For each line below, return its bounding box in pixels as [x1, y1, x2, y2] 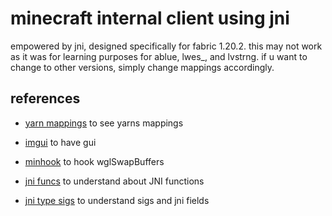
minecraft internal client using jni [10, 7, 290, 30]
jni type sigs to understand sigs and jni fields [24, 194, 210, 206]
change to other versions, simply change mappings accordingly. [10, 61, 275, 73]
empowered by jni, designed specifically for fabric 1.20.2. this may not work [10, 40, 323, 52]
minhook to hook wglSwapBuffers [24, 155, 165, 167]
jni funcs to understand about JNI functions [24, 175, 205, 187]
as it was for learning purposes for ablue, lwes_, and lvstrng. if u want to [10, 50, 308, 62]
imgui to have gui [24, 136, 97, 148]
